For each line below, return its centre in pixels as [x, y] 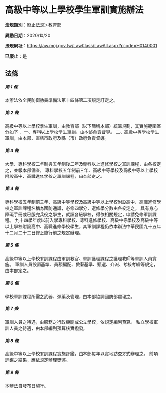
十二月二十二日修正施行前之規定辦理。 [44, 233]
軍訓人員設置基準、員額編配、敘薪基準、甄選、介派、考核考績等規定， [86, 264]
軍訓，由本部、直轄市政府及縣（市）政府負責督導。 [57, 138]
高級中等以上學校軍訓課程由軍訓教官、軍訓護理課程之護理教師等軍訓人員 [79, 259]
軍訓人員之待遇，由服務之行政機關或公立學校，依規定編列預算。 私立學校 [79, 322]
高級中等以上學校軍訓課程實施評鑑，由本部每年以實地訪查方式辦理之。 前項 [82, 354]
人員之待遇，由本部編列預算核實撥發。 [48, 328]
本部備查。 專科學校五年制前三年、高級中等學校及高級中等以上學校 [90, 170]
